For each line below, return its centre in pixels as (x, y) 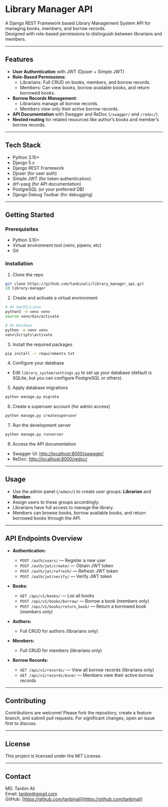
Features (19, 59)
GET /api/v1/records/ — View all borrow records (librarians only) (87, 670)
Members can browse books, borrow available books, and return (79, 513)
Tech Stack (23, 145)
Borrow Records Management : (45, 98)
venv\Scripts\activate (29, 335)
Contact (18, 776)
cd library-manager (25, 288)
